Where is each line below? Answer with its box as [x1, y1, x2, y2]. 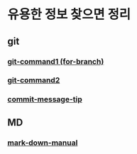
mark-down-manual [7, 138, 78, 148]
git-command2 [7, 75, 60, 85]
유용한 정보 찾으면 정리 [7, 6, 131, 23]
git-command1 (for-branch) [7, 56, 104, 66]
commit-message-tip [7, 94, 83, 104]
